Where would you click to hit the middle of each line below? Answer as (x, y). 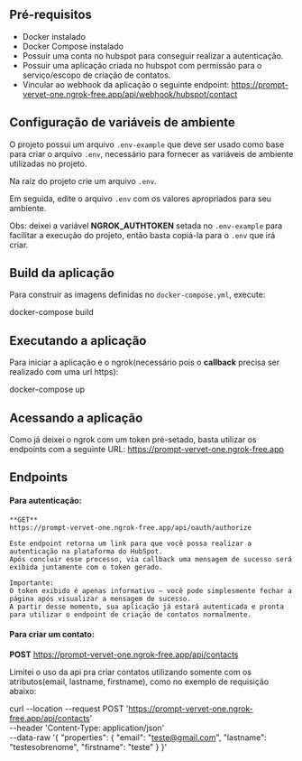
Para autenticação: (46, 501)
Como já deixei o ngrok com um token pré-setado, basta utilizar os (133, 440)
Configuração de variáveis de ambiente (123, 122)
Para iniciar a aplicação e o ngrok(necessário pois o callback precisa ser (145, 362)
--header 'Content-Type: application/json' (87, 728)
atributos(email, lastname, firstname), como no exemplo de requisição (139, 682)
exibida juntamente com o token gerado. (87, 567)
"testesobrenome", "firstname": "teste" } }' (88, 747)
